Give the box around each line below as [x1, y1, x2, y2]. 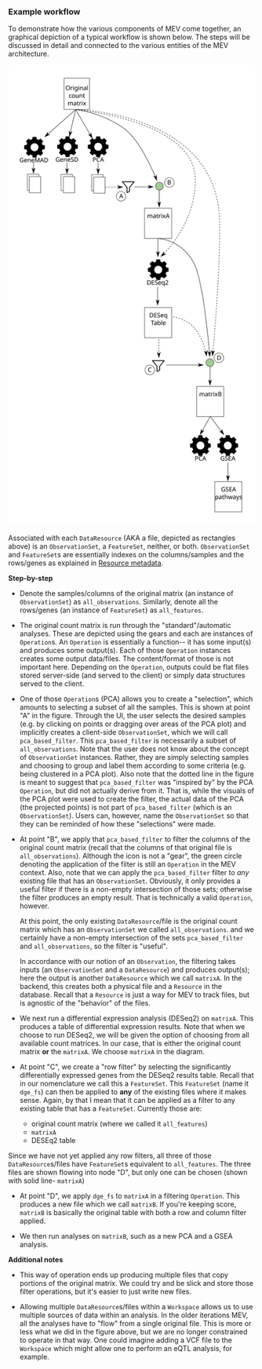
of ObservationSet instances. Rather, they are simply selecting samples [19, 752, 249, 761]
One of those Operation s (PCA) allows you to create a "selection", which [19, 694, 253, 703]
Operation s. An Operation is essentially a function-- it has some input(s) [19, 637, 252, 646]
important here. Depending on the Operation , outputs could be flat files [19, 662, 249, 671]
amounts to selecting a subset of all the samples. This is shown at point [19, 702, 251, 712]
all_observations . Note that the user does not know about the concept [19, 744, 249, 754]
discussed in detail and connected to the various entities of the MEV [8, 41, 229, 50]
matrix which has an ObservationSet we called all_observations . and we [19, 925, 255, 934]
